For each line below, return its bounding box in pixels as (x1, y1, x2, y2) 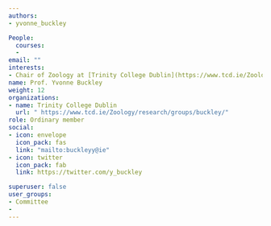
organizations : (8, 93, 60, 101)
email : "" (8, 56, 42, 64)
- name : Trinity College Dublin (8, 101, 117, 109)
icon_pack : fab (15, 161, 67, 169)
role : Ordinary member (8, 116, 85, 125)
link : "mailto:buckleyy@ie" (15, 146, 110, 154)
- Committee (8, 198, 48, 206)
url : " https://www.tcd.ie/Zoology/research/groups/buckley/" (15, 109, 229, 117)
